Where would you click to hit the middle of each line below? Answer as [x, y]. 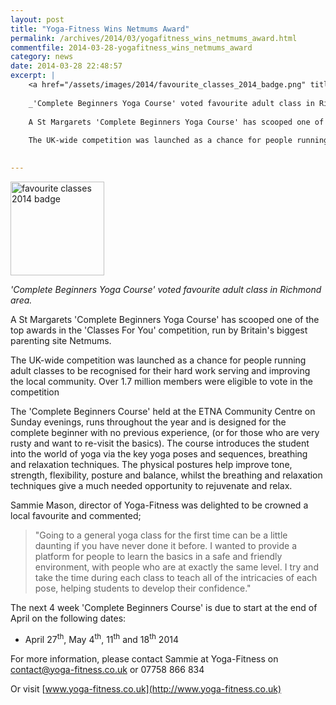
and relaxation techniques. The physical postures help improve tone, [151, 464]
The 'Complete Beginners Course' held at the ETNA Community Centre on [163, 411]
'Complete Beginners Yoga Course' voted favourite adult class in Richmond [166, 289]
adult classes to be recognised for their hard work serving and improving [160, 370]
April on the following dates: [68, 618]
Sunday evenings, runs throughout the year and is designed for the [148, 422]
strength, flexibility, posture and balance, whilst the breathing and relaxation [166, 475]
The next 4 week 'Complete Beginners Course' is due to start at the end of [164, 607]
